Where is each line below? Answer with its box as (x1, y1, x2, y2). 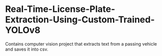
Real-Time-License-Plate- (5, 3, 116, 15)
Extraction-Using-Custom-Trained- (5, 14, 155, 25)
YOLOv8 (5, 25, 41, 36)
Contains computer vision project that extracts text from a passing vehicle (5, 41, 157, 47)
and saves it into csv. (5, 46, 48, 52)
